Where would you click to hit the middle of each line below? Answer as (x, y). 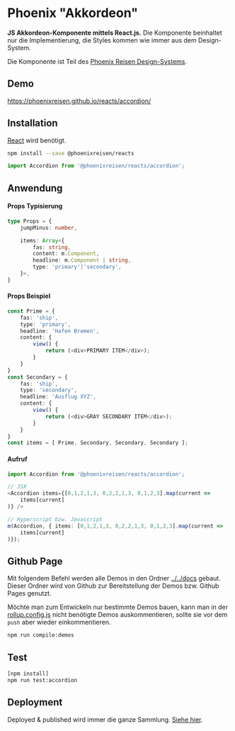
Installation (33, 123)
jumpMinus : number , (49, 228)
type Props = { (30, 221)
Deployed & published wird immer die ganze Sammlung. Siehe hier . (105, 719)
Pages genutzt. (29, 593)
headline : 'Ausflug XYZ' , (58, 397)
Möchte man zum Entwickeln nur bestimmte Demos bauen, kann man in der (118, 607)
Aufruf (17, 459)
